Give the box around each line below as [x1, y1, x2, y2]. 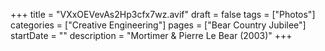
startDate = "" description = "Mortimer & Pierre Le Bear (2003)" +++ [10, 30, 293, 41]
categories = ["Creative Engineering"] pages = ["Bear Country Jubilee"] [10, 19, 307, 31]
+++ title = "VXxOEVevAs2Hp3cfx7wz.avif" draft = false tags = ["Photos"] [10, 9, 316, 20]
